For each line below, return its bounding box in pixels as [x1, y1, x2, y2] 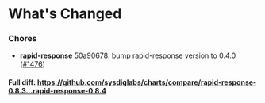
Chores [8, 33, 37, 44]
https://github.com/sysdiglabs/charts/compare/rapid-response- [36, 78, 257, 87]
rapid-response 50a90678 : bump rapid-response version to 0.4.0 [19, 51, 236, 60]
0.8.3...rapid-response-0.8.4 [8, 86, 107, 96]
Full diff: [8, 78, 36, 87]
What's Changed [8, 5, 122, 23]
